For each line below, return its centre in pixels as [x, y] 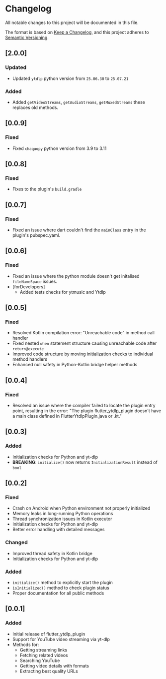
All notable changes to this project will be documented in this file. [72, 22]
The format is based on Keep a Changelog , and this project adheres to [77, 32]
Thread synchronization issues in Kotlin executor [62, 519]
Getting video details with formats [54, 666]
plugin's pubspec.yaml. [36, 235]
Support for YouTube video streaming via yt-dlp [61, 639]
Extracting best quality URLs [49, 671]
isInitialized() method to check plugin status [61, 588]
